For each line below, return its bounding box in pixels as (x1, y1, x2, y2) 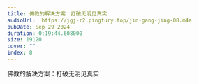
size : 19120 (7, 36, 42, 43)
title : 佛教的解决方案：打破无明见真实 (7, 10, 108, 17)
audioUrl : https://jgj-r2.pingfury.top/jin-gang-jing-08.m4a (7, 17, 192, 24)
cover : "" (7, 43, 36, 50)
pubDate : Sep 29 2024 (7, 23, 71, 30)
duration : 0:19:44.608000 (7, 29, 82, 37)
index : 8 (7, 50, 33, 57)
